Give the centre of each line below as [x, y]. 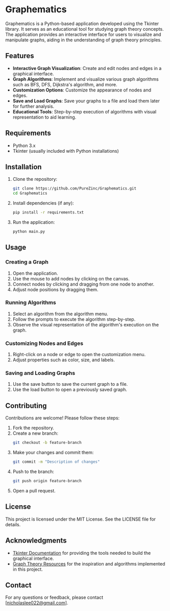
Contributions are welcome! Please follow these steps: [63, 418]
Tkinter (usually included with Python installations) [66, 151]
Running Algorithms [31, 302]
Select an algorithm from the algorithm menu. [60, 314]
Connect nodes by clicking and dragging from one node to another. [83, 284]
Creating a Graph [27, 262]
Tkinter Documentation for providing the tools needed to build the [82, 553]
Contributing [26, 405]
